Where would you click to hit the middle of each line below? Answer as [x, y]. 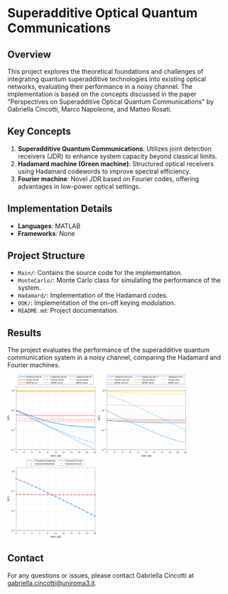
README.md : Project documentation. [68, 310]
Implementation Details [60, 209]
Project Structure [46, 256]
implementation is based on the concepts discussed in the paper [102, 94]
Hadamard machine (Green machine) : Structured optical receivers [116, 163]
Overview [29, 54]
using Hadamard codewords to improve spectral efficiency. [104, 171]
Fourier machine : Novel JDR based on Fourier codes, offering [108, 178]
